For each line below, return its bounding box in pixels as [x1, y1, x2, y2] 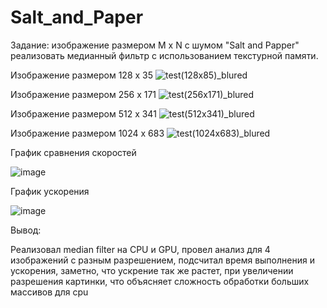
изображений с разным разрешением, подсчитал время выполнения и [10, 254, 315, 266]
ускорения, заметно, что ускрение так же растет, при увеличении [10, 264, 294, 276]
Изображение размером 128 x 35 [10, 69, 154, 81]
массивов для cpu [10, 286, 89, 298]
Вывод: [10, 224, 42, 236]
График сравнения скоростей [10, 146, 137, 158]
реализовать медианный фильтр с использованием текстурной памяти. [10, 49, 319, 61]
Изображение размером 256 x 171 [10, 88, 157, 100]
